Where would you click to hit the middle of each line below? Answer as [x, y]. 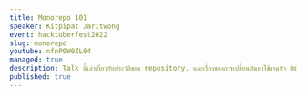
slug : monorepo [38, 43]
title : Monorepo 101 [49, 18]
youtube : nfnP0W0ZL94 [51, 52]
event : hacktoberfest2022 [58, 34]
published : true [40, 77]
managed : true [36, 60]
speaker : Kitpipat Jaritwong [65, 26]
